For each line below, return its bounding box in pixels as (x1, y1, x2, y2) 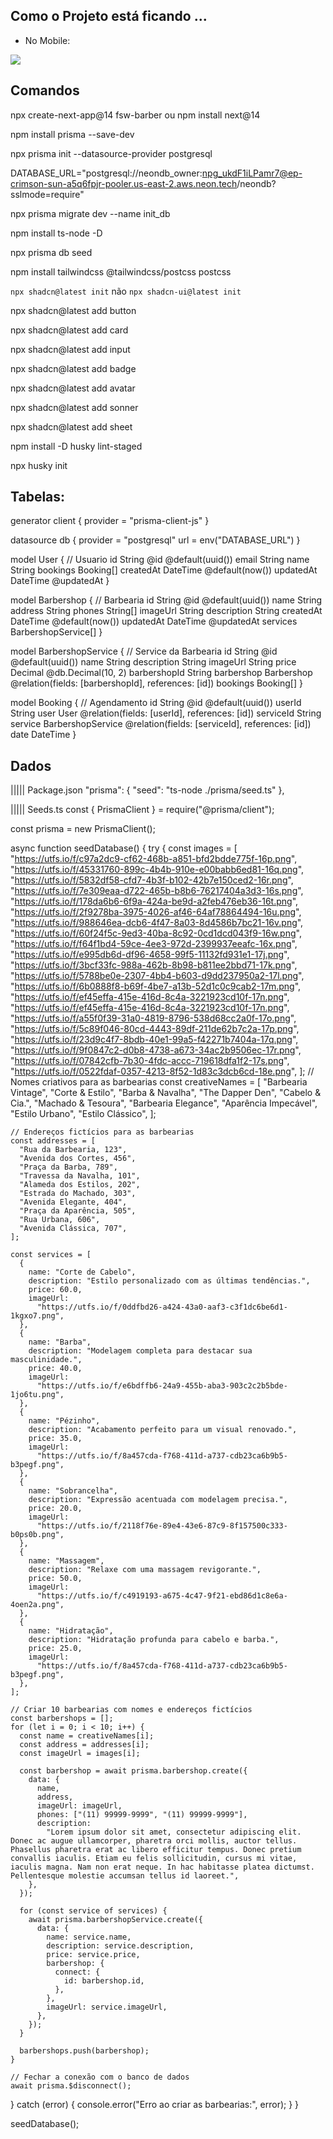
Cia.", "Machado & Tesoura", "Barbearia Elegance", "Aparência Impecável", (10, 1097, 318, 1109)
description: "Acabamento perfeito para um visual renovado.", (28, 1425, 298, 1435)
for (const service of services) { (19, 1906, 168, 1916)
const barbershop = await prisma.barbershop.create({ (19, 1766, 248, 1776)
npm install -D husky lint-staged (10, 440, 143, 452)
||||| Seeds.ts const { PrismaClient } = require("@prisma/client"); (10, 804, 275, 816)
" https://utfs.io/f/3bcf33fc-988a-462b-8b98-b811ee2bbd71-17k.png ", (10, 959, 298, 971)
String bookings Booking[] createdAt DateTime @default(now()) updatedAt (10, 564, 318, 576)
